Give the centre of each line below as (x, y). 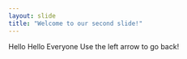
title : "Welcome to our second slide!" (76, 23)
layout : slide (32, 16)
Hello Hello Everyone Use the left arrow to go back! (94, 46)
